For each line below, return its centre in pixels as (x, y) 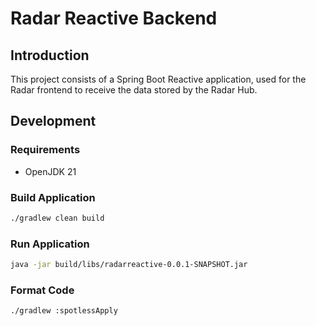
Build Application (53, 197)
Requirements (45, 150)
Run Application (50, 244)
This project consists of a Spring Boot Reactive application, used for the (158, 79)
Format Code (42, 290)
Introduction (50, 55)
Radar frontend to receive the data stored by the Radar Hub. (134, 90)
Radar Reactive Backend (114, 18)
